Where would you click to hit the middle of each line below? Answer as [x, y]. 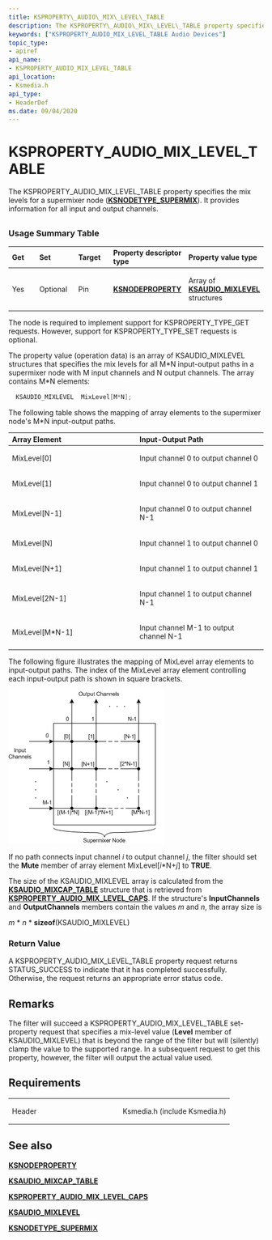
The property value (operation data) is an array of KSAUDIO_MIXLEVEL [127, 355]
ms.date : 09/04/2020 [43, 111]
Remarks [32, 1004]
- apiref [23, 51]
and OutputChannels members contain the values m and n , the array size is [135, 907]
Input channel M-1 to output [187, 628]
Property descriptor [147, 253]
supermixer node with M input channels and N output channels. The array [132, 373]
